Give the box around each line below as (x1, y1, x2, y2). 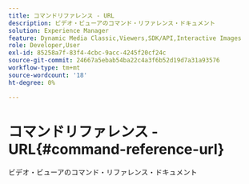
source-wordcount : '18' (8, 71, 88, 79)
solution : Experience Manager (8, 26, 110, 34)
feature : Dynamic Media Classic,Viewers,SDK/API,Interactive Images (8, 34, 242, 42)
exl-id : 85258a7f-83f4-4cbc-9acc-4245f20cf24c (8, 49, 167, 57)
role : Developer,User (8, 42, 81, 50)
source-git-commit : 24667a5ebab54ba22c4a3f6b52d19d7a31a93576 (8, 57, 220, 65)
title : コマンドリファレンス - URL (8, 11, 114, 20)
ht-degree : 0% (8, 78, 56, 86)
